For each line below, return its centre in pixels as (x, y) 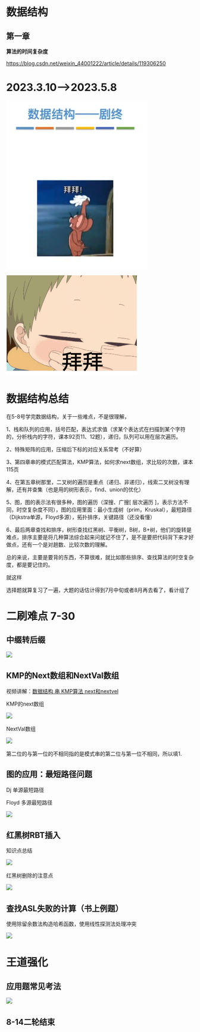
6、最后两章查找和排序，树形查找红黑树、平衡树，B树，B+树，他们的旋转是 (99, 529)
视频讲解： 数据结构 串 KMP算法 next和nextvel (62, 691)
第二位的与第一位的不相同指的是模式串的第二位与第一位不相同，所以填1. (94, 753)
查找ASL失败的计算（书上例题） (65, 908)
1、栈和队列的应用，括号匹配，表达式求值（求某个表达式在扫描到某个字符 (96, 429)
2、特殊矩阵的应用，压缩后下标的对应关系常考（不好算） (76, 449)
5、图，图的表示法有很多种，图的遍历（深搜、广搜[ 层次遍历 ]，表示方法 (95, 502)
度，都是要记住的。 (30, 565)
